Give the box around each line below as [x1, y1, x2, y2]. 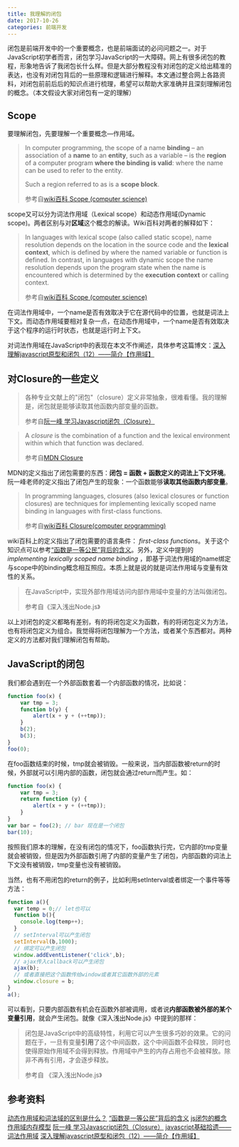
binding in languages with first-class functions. [24, 507, 163, 515]
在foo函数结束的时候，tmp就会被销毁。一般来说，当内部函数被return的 [7, 759, 215, 768]
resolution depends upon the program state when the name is [24, 263, 206, 272]
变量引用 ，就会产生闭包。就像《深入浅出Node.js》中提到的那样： [7, 1013, 198, 1022]
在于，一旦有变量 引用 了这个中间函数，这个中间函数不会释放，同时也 [31, 1037, 231, 1046]
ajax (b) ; [14, 965, 40, 972]
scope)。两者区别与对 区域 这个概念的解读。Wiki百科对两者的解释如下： [7, 218, 215, 228]
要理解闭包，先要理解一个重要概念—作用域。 [7, 129, 139, 138]
